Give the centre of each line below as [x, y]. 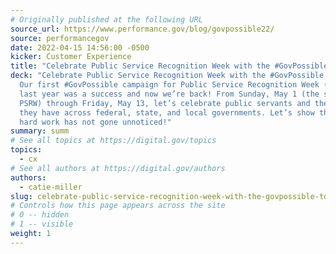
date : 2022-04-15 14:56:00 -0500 [80, 47]
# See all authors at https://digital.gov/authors [118, 168]
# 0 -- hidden [40, 215]
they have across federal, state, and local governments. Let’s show [167, 112]
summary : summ [40, 131]
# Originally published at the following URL [106, 19]
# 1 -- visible [42, 224]
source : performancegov [60, 38]
